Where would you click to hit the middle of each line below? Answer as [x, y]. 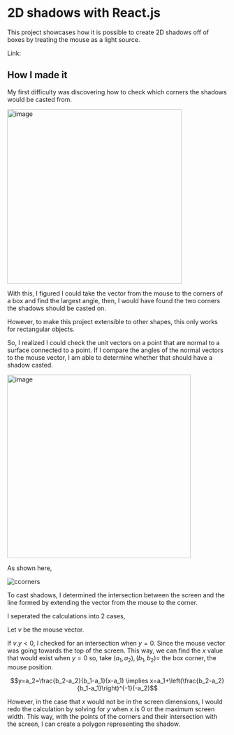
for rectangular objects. [41, 329]
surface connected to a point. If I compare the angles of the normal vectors [115, 350]
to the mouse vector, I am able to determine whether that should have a [110, 357]
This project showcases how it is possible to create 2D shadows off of [108, 32]
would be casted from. [39, 99]
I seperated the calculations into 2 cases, [66, 616]
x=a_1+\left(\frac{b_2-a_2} [187, 681]
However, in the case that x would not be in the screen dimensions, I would [115, 701]
